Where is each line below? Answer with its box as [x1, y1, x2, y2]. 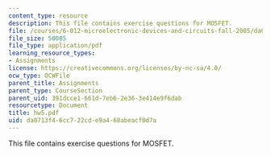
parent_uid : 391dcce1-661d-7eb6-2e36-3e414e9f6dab [8, 94, 182, 102]
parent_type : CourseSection [8, 86, 103, 95]
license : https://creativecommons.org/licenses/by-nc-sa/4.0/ [8, 64, 222, 72]
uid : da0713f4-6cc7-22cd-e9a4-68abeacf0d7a [8, 117, 157, 125]
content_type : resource [8, 11, 89, 20]
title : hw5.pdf [8, 109, 60, 117]
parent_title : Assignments [8, 79, 99, 87]
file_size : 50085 [8, 34, 67, 43]
